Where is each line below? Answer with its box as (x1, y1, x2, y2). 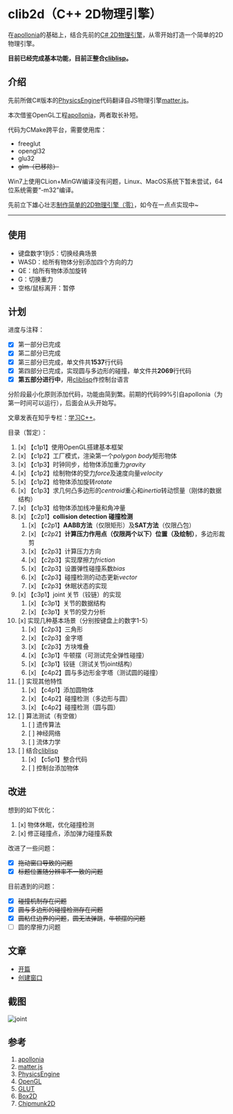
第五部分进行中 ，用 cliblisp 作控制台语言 (17, 375, 129, 384)
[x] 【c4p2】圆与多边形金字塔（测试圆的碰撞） (28, 668, 162, 676)
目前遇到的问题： (8, 882, 57, 890)
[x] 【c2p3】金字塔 (28, 633, 84, 642)
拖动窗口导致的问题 (17, 858, 73, 867)
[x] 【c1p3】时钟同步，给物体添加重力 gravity (17, 460, 146, 468)
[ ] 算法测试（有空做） (17, 712, 81, 720)
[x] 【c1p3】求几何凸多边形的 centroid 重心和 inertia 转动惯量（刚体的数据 (17, 486, 222, 495)
